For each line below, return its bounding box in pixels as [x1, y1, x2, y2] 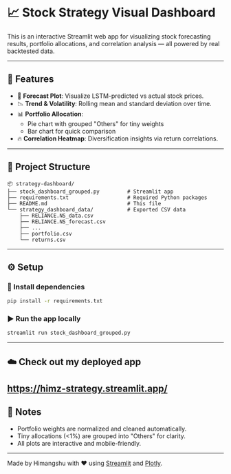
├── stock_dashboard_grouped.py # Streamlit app [7, 188, 174, 195]
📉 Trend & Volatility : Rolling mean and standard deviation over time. [16, 99, 212, 107]
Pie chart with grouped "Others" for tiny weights [27, 119, 164, 127]
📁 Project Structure [7, 161, 91, 173]
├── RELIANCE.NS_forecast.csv [19, 218, 107, 225]
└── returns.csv [19, 236, 67, 243]
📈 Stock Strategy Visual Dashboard [7, 5, 216, 21]
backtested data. [7, 47, 55, 55]
